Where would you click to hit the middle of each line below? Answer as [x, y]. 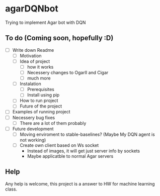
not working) [33, 140]
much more [39, 78]
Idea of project [35, 61]
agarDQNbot [32, 9]
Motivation [31, 56]
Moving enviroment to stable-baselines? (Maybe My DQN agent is [87, 134]
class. [11, 189]
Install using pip [43, 95]
